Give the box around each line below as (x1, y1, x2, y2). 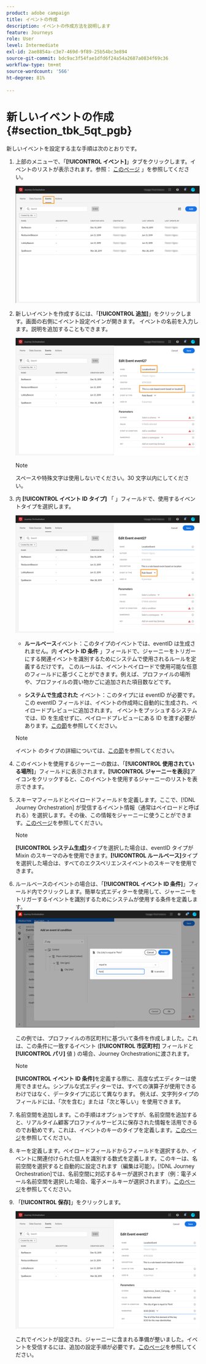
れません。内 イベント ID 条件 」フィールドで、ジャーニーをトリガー (24, 647, 196, 654)
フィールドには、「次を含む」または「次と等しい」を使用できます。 (15, 1097, 185, 1105)
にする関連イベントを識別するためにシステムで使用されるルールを (24, 655, 191, 662)
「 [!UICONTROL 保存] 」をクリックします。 (15, 1198, 124, 1205)
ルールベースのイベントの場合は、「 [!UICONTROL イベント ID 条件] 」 (15, 880, 189, 887)
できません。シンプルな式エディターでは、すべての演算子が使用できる (20, 1082, 197, 1090)
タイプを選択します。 (20, 503, 75, 510)
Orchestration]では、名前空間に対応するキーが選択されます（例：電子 (15, 1170, 192, 1177)
